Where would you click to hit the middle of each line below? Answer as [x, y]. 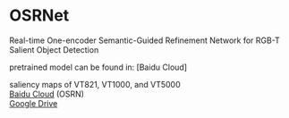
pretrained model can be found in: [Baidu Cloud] [98, 67]
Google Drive [34, 103]
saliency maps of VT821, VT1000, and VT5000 [95, 84]
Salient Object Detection [54, 49]
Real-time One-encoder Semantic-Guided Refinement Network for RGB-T [144, 40]
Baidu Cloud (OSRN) [47, 94]
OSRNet [39, 16]
